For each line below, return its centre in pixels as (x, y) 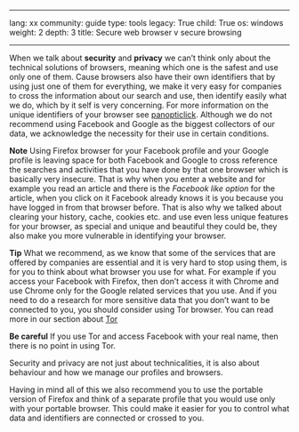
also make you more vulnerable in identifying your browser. (118, 236)
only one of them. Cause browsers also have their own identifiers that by (142, 77)
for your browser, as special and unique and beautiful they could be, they (143, 226)
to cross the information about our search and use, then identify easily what (148, 96)
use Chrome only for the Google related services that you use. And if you (143, 291)
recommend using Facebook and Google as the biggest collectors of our (142, 124)
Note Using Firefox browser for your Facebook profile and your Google (139, 151)
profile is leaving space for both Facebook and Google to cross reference (143, 160)
